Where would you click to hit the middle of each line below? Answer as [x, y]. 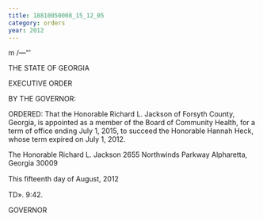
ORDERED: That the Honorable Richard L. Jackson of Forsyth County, [122, 114]
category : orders [37, 23]
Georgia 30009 [33, 163]
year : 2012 [26, 30]
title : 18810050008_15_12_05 [56, 15]
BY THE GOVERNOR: [42, 99]
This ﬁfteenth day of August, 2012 [63, 179]
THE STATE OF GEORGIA [49, 68]
